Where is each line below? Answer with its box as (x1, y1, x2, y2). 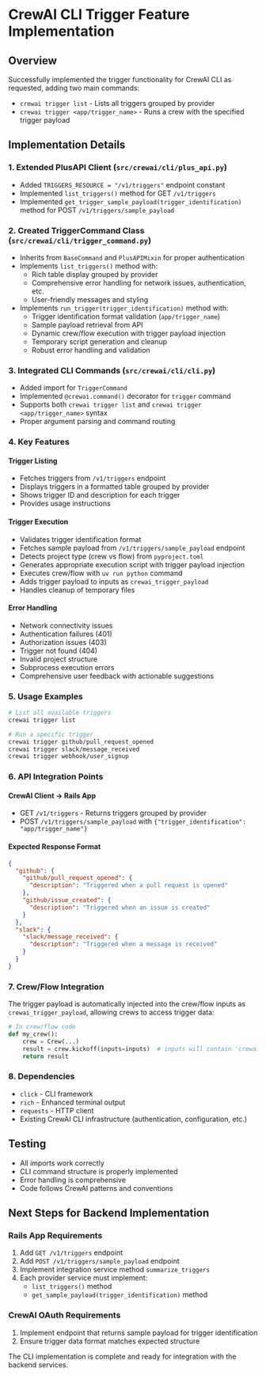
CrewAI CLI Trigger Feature (8, 6, 190, 24)
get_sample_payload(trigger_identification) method (31, 1290, 208, 1299)
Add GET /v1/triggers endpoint (19, 1248, 123, 1257)
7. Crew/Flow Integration (8, 981, 104, 992)
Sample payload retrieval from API (31, 320, 143, 329)
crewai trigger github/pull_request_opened (8, 737, 154, 745)
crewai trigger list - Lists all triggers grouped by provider (19, 99, 215, 108)
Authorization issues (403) (19, 637, 107, 646)
